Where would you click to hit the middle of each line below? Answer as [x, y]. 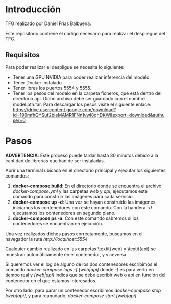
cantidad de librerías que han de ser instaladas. [55, 160]
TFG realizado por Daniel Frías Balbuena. [48, 23]
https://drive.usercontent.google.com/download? [64, 109]
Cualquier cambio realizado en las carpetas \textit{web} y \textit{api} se [81, 249]
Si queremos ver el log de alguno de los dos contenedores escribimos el [81, 264]
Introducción [33, 9]
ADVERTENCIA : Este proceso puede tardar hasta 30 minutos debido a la [82, 155]
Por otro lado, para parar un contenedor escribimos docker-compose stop [83, 290]
